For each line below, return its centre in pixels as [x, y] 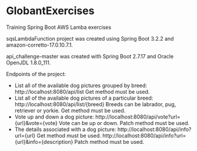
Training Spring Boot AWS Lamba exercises [59, 27]
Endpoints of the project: [36, 74]
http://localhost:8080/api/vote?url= [138, 117]
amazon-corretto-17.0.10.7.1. [40, 45]
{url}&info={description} [44, 142]
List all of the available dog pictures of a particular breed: [84, 98]
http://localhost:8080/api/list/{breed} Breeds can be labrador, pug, [95, 104]
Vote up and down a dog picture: [54, 117]
